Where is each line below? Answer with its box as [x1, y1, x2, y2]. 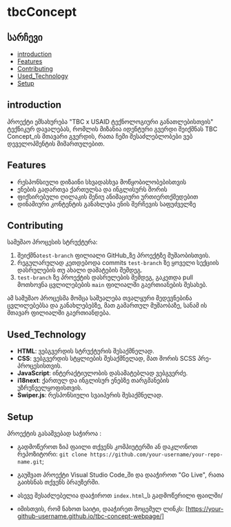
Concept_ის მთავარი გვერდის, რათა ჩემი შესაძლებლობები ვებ [7, 132, 193, 140]
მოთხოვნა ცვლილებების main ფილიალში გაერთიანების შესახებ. [17, 281, 208, 289]
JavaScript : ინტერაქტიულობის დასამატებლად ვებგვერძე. [17, 369, 188, 377]
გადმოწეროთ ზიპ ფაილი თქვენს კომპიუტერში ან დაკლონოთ [17, 443, 198, 451]
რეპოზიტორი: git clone [17, 450, 88, 459]
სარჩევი [7, 32, 43, 43]
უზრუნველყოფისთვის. [17, 384, 83, 392]
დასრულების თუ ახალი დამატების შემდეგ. [17, 266, 143, 275]
